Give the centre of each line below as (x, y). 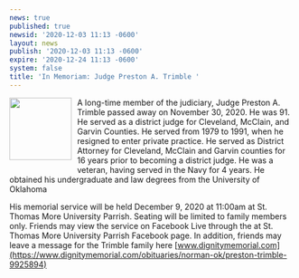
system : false (36, 69)
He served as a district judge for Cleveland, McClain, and (183, 121)
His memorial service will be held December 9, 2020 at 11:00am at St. (139, 206)
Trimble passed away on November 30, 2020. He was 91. (184, 112)
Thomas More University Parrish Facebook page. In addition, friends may (145, 235)
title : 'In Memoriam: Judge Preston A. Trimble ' (105, 77)
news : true (30, 18)
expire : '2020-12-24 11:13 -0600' (75, 60)
